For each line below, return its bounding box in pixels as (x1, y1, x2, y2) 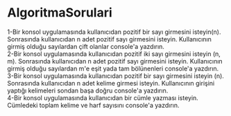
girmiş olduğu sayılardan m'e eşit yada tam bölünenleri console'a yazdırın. (7, 64, 219, 72)
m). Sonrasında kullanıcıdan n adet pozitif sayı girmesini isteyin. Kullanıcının (7, 57, 223, 65)
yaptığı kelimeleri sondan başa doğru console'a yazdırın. (7, 86, 169, 95)
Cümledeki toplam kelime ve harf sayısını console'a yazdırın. (7, 101, 180, 109)
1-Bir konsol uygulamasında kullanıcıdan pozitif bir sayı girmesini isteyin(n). (7, 28, 221, 36)
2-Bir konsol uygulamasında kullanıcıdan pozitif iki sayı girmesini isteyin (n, (7, 50, 221, 58)
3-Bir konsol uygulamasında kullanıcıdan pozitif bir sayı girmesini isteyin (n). (7, 71, 224, 80)
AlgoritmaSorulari (7, 5, 112, 21)
